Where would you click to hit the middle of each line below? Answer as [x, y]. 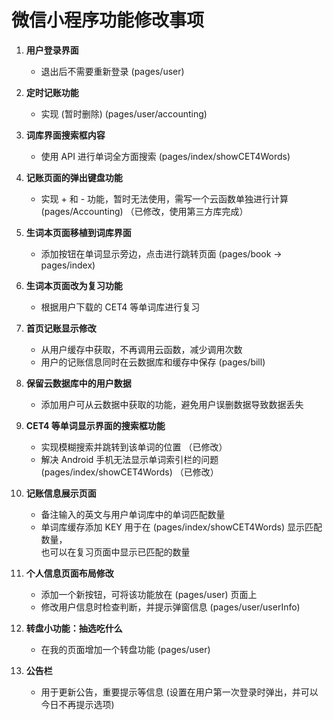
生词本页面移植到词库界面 [78, 232]
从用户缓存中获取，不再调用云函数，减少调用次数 [141, 349]
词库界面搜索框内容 [65, 135]
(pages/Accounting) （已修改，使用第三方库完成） [144, 211]
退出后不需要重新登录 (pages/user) [112, 71]
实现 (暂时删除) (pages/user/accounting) [124, 113]
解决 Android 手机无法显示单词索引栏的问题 [129, 459]
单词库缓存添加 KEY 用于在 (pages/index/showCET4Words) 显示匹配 [181, 527]
